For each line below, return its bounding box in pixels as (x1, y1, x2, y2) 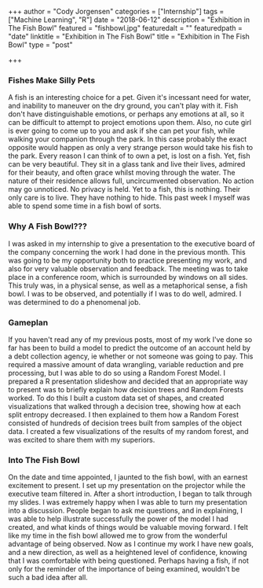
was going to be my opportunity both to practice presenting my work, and (8, 255, 247, 265)
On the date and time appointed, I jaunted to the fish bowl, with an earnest (8, 472, 248, 482)
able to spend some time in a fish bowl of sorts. (8, 201, 162, 211)
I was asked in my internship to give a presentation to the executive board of (8, 239, 255, 248)
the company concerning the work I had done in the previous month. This (8, 247, 246, 256)
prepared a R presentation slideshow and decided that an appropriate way (8, 377, 249, 386)
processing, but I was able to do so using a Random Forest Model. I (8, 368, 226, 377)
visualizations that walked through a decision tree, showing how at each (8, 401, 241, 411)
